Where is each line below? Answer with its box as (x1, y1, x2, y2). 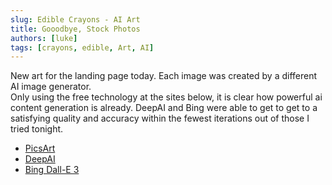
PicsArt (24, 142, 56, 155)
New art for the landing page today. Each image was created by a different (10, 70, 318, 82)
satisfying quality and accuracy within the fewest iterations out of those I (10, 112, 310, 125)
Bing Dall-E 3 (24, 164, 80, 176)
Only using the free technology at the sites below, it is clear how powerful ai (10, 91, 323, 103)
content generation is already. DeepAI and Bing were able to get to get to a (10, 102, 318, 114)
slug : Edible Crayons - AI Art (10, 14, 141, 25)
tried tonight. (10, 123, 64, 135)
